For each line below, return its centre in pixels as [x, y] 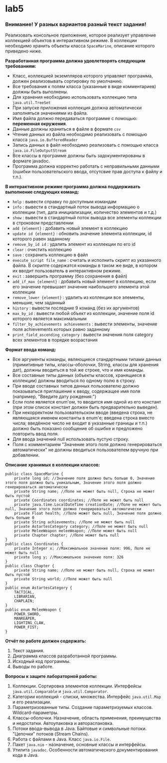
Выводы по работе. [33, 667]
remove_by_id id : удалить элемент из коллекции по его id [74, 244]
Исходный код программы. [41, 661]
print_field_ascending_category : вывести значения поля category [83, 335]
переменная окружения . [40, 124]
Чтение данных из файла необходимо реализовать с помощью [80, 134]
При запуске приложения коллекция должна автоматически [77, 108]
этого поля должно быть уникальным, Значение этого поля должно [73, 483]
